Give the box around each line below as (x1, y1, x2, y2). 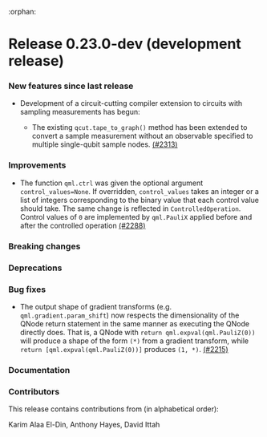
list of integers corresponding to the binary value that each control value (19, 195, 259, 204)
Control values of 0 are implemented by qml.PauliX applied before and (19, 212, 253, 221)
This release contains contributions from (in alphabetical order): (8, 404, 219, 414)
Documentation (8, 364, 71, 375)
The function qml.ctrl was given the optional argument (19, 178, 204, 188)
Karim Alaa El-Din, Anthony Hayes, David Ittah (8, 420, 160, 430)
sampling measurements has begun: (19, 107, 140, 117)
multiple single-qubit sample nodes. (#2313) (31, 140, 178, 149)
